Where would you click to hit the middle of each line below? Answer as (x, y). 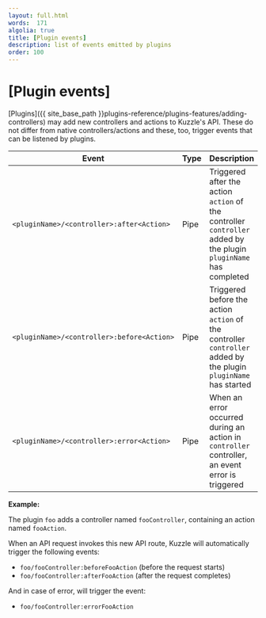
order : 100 (26, 52)
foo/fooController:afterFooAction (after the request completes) (125, 575)
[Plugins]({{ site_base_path (53, 113)
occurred (226, 417)
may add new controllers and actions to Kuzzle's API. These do (150, 122)
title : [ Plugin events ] (47, 38)
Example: (24, 504)
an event (225, 464)
